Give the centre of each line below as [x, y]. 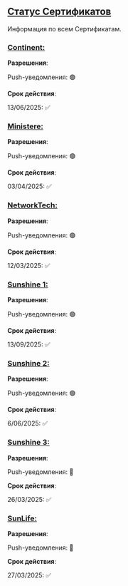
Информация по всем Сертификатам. [65, 29]
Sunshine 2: [28, 363]
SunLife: [22, 518]
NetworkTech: [33, 205]
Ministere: [26, 126]
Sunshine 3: [28, 443]
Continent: [26, 47]
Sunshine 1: [28, 284]
